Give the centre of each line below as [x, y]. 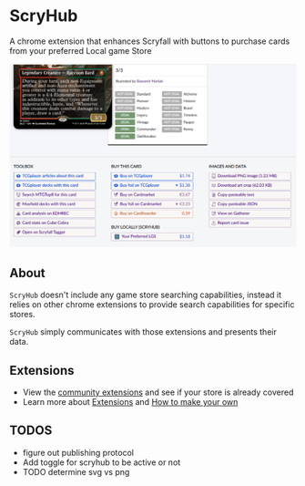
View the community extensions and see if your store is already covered [158, 392]
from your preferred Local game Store [81, 50]
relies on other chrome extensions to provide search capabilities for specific [152, 305]
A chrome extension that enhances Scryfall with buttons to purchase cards [150, 41]
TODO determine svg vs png [76, 471]
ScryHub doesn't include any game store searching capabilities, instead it [146, 295]
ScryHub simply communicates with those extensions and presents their [143, 332]
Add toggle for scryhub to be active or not [102, 462]
